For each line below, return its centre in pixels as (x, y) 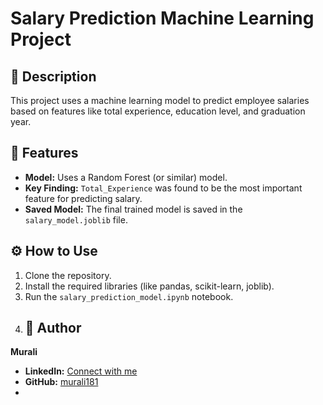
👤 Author (53, 328)
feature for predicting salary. (83, 198)
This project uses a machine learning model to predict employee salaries (160, 100)
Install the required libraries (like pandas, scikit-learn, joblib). (149, 286)
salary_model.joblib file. (76, 219)
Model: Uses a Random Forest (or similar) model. (126, 177)
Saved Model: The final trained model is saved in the (133, 209)
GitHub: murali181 (61, 382)
